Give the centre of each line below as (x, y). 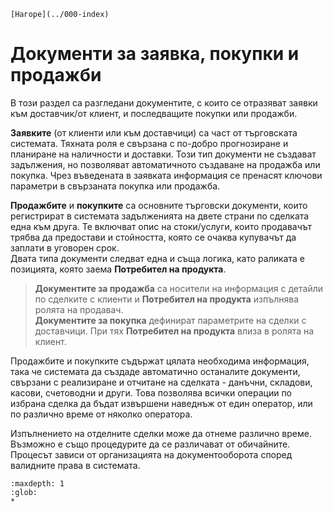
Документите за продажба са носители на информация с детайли (178, 288)
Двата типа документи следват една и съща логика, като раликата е (157, 258)
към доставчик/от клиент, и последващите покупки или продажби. (154, 113)
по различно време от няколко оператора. (101, 414)
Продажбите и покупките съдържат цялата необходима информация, (160, 361)
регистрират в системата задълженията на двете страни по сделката (160, 216)
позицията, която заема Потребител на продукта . (118, 269)
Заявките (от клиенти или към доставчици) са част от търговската (154, 132)
